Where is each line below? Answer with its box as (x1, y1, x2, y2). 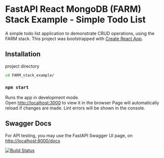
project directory (5, 63, 40, 69)
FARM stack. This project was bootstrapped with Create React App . (5, 36, 143, 42)
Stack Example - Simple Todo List (5, 14, 146, 25)
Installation (5, 50, 41, 58)
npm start (5, 84, 29, 90)
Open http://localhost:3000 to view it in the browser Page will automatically (5, 100, 160, 105)
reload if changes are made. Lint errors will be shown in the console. (5, 105, 146, 111)
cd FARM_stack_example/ (5, 73, 55, 78)
